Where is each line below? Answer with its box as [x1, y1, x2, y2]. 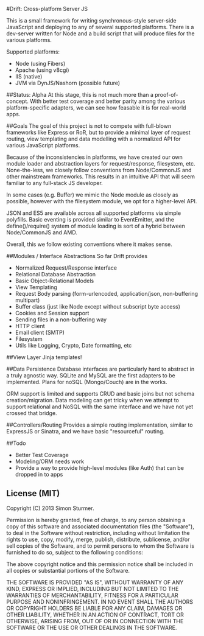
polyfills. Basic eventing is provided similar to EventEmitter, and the [6, 216, 175, 223]
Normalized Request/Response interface [15, 264, 118, 271]
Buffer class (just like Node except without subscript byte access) [15, 303, 181, 310]
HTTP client [15, 323, 45, 329]
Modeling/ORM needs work [15, 458, 84, 465]
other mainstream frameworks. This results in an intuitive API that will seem [6, 173, 195, 180]
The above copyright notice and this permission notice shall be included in [6, 560, 193, 568]
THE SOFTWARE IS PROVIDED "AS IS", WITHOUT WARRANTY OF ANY [6, 578, 184, 586]
